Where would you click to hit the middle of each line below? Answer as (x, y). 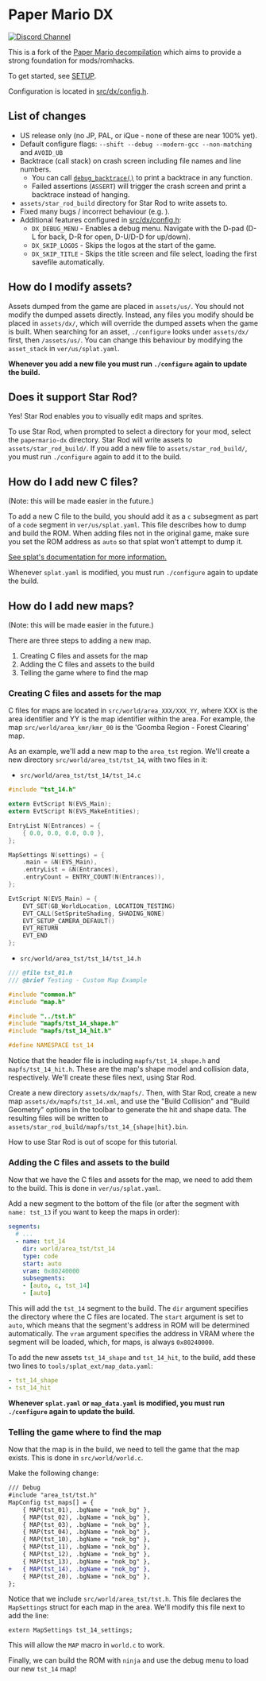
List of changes (47, 116)
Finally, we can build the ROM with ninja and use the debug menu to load (128, 1660)
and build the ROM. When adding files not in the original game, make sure (129, 533)
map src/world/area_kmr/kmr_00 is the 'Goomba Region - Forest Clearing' (129, 728)
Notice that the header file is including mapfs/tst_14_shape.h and (114, 1061)
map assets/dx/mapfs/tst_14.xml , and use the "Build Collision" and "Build (129, 1101)
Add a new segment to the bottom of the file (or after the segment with (124, 1204)
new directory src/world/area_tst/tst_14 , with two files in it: (108, 759)
